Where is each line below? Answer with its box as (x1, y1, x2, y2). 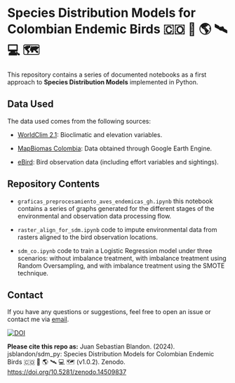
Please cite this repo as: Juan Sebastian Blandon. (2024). (7, 342, 175, 351)
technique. (17, 268, 49, 277)
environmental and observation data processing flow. (17, 212, 172, 220)
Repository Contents (7, 178, 100, 190)
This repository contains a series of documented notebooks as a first (7, 70, 207, 79)
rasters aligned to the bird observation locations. (17, 233, 159, 241)
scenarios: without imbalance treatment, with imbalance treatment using (17, 254, 227, 262)
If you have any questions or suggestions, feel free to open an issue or (7, 308, 212, 316)
